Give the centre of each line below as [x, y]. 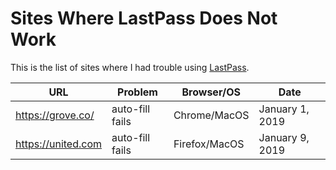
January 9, [284, 137]
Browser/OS [211, 92]
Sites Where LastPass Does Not [144, 18]
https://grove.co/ [55, 115]
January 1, [284, 109]
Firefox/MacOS [209, 144]
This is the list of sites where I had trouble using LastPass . [130, 67]
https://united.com [59, 144]
